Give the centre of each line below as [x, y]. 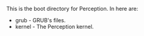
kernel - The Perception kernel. [54, 27]
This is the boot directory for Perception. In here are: [72, 9]
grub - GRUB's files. [40, 20]
